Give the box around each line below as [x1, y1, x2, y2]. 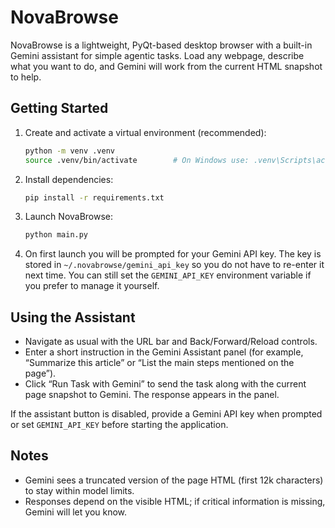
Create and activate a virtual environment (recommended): [24, 126, 267, 138]
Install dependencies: [24, 173, 114, 185]
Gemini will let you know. [24, 506, 128, 518]
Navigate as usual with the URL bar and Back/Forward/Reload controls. [24, 336, 318, 348]
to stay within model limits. [24, 484, 135, 496]
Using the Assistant [10, 309, 136, 326]
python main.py [24, 230, 89, 240]
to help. [10, 71, 42, 83]
